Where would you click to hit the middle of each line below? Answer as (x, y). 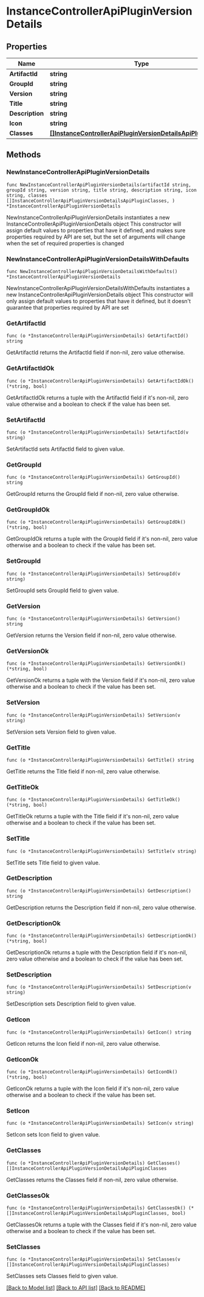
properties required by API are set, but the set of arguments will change (96, 237)
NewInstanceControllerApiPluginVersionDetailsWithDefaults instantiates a (98, 288)
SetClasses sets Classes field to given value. (62, 1276)
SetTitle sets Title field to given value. (53, 863)
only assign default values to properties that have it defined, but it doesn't (99, 301)
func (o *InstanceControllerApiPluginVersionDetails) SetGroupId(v (93, 574)
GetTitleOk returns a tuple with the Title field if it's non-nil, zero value (93, 816)
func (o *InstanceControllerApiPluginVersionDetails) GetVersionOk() (96, 664)
